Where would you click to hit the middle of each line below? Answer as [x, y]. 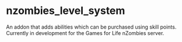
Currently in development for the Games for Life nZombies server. [85, 33]
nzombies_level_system [66, 11]
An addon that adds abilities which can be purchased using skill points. [91, 27]
